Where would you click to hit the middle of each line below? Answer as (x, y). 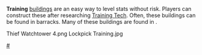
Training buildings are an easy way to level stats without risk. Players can (99, 9)
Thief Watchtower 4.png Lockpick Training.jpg (65, 34)
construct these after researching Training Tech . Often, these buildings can (101, 15)
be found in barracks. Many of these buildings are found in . (82, 22)
